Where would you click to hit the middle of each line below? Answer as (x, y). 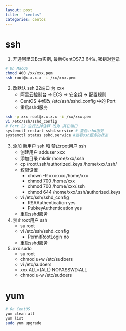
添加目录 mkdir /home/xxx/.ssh (52, 158)
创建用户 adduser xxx (42, 152)
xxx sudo (22, 249)
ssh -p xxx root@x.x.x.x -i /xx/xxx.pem (48, 117)
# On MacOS (17, 69)
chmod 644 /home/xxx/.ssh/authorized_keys (74, 192)
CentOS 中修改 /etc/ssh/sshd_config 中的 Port (68, 101)
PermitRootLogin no (48, 237)
